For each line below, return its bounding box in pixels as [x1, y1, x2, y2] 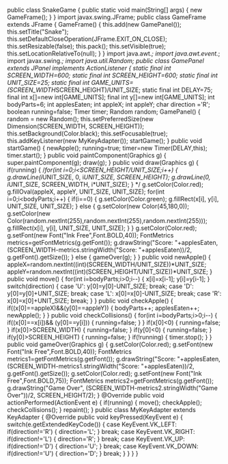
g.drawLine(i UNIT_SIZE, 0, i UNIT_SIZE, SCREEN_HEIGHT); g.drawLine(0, [7, 173, 211, 181]
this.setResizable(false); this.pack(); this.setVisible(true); [7, 42, 166, 50]
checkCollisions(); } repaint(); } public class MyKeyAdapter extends [7, 406, 196, 413]
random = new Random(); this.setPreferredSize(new [7, 115, 154, 123]
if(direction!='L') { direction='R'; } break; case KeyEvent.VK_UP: [7, 435, 186, 443]
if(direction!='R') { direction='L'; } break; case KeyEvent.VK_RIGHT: [7, 428, 196, 435]
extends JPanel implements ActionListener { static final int [7, 64, 172, 72]
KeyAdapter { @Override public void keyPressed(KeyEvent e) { [7, 413, 183, 421]
